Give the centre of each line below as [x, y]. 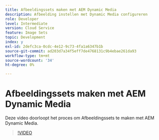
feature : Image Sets [27, 33]
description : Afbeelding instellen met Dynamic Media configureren [77, 14]
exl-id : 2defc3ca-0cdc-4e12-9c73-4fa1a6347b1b [54, 47]
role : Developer [22, 19]
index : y [14, 42]
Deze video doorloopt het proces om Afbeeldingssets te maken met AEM [80, 118]
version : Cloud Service [30, 28]
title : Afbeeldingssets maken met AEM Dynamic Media [61, 10]
